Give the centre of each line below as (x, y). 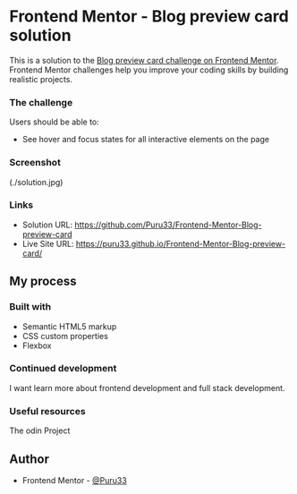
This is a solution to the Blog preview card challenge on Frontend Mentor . (144, 60)
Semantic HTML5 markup (69, 326)
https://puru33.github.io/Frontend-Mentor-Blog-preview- (181, 243)
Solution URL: (47, 225)
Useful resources (48, 411)
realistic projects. (41, 79)
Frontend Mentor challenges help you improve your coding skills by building (149, 70)
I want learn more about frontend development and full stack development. (147, 388)
